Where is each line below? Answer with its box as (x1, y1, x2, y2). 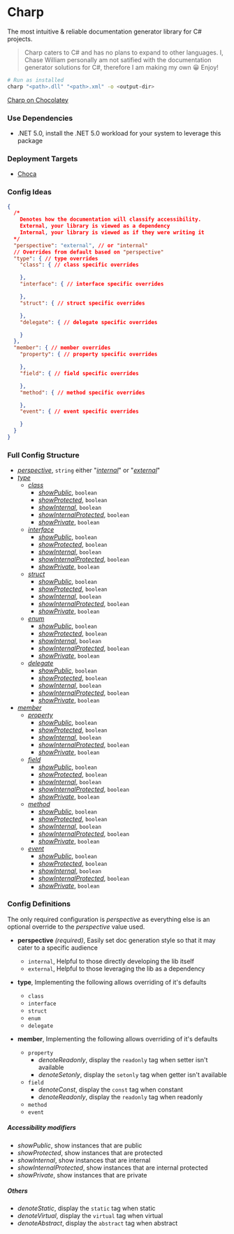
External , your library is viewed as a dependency (20, 223, 170, 230)
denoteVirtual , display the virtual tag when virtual (17, 1212, 163, 1220)
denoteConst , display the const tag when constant (38, 1085, 184, 1094)
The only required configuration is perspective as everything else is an (7, 915, 210, 923)
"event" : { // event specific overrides (20, 408, 139, 416)
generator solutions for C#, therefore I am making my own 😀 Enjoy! (24, 63, 219, 71)
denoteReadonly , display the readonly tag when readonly (38, 1092, 203, 1101)
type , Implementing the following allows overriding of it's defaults (17, 978, 207, 986)
